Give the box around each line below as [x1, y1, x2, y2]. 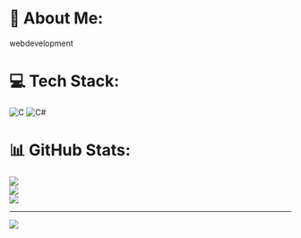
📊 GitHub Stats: [9, 140, 132, 161]
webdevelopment [9, 38, 73, 48]
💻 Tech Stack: [9, 71, 120, 92]
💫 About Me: [9, 8, 104, 29]
